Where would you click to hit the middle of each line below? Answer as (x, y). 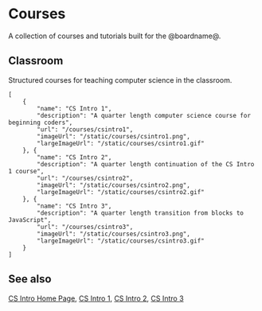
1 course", (26, 171)
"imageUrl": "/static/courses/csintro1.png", (114, 136)
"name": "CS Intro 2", (74, 157)
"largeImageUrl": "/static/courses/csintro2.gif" (121, 192)
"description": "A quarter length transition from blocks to (141, 213)
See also (30, 279)
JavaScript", (30, 220)
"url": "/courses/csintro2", (85, 178)
